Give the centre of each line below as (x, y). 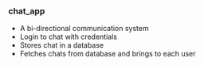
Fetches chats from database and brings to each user (108, 54)
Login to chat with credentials (69, 37)
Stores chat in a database (62, 45)
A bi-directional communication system (84, 29)
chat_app (27, 11)
